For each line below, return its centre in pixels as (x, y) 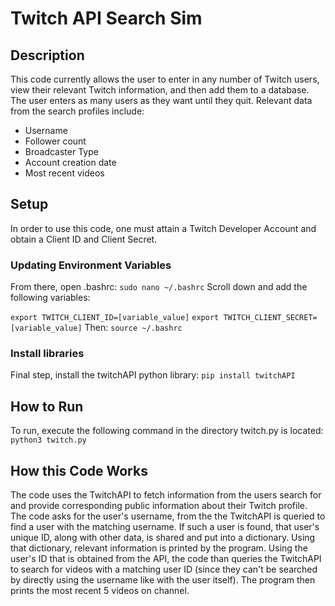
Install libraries (47, 354)
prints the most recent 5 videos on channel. (100, 591)
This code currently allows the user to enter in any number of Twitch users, (165, 79)
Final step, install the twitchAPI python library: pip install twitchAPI (153, 375)
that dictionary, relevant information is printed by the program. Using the (159, 548)
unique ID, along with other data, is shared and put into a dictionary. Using (163, 538)
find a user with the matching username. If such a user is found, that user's (165, 527)
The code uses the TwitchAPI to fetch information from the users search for (166, 495)
